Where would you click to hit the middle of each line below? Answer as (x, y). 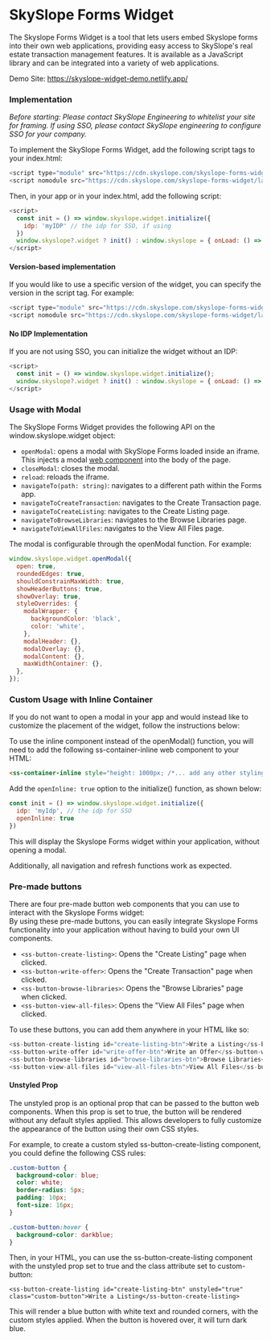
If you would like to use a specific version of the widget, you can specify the (135, 285)
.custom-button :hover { (49, 1227)
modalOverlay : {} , (54, 649)
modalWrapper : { (51, 612)
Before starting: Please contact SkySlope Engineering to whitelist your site (132, 117)
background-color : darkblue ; (65, 1235)
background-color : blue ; (58, 1175)
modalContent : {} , (54, 656)
